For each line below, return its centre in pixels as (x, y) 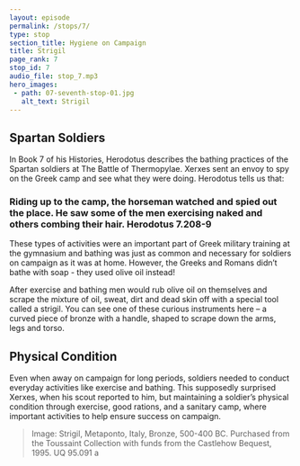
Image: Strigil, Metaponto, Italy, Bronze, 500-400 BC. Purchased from (160, 434)
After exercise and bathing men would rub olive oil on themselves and (138, 290)
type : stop (30, 34)
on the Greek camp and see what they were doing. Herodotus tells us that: (147, 179)
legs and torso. (37, 328)
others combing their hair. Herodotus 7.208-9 (110, 224)
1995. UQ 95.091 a (65, 453)
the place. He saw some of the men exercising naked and (136, 213)
